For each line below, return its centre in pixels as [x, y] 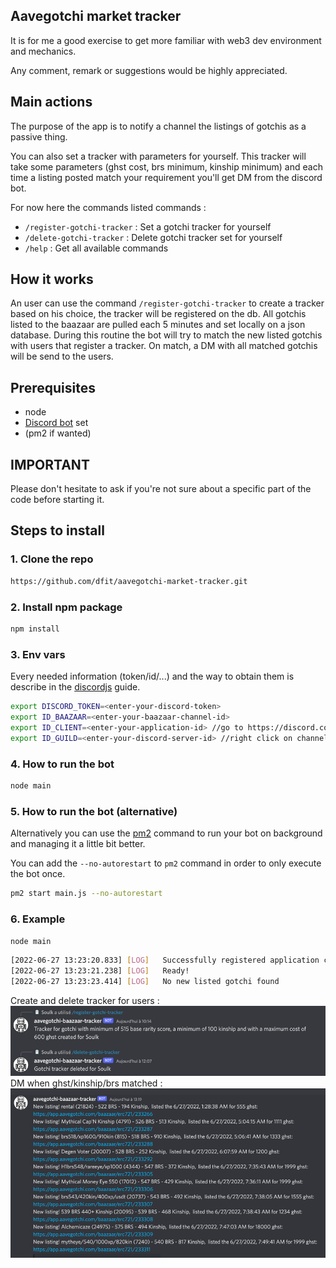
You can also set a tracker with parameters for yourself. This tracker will [158, 156]
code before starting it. [57, 500]
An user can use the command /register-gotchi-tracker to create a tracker [167, 303]
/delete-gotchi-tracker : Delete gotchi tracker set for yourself [153, 237]
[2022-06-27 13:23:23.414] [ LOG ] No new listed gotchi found [145, 981]
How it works [52, 279]
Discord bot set [56, 423]
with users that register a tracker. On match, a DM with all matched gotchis [164, 346]
